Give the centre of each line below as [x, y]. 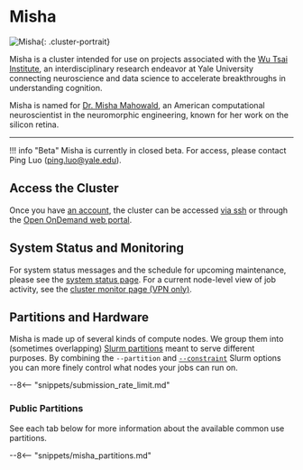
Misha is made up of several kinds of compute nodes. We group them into [147, 339]
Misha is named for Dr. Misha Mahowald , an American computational [137, 105]
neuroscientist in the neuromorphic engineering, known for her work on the [149, 115]
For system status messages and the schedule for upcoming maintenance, [148, 270]
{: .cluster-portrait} [75, 41]
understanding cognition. [56, 88]
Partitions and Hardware [79, 317]
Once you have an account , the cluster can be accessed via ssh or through [149, 210]
